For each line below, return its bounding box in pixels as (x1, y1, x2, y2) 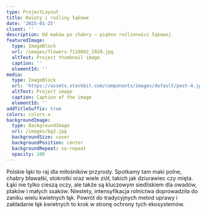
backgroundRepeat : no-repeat (12, 145, 86, 152)
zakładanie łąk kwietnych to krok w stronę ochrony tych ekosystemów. (6, 200, 185, 208)
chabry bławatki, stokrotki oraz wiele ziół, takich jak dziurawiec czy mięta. (6, 174, 193, 182)
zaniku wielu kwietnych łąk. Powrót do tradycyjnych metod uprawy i (6, 194, 178, 201)
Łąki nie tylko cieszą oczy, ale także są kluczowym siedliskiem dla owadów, (6, 181, 197, 188)
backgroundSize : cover (12, 134, 70, 141)
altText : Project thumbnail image (12, 54, 100, 61)
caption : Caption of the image (12, 94, 92, 100)
